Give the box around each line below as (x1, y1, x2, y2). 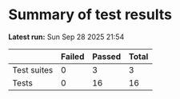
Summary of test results (8, 6, 172, 24)
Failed (61, 50, 85, 61)
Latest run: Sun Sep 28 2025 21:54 (8, 32, 125, 42)
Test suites (12, 64, 54, 75)
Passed (91, 50, 122, 61)
